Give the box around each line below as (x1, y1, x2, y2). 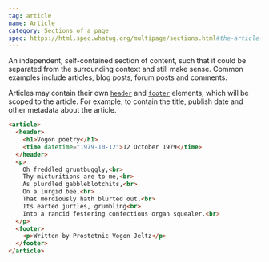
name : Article (8, 19, 56, 27)
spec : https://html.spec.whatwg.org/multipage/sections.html (8, 34, 217, 42)
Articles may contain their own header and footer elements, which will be (8, 89, 250, 98)
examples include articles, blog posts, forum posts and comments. (8, 73, 228, 82)
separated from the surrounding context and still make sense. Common (8, 65, 243, 74)
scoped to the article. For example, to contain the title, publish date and (8, 97, 243, 106)
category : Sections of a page (8, 26, 110, 34)
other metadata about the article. (8, 105, 117, 115)
